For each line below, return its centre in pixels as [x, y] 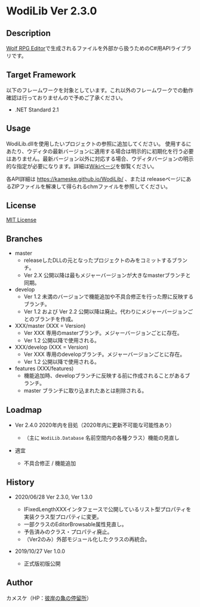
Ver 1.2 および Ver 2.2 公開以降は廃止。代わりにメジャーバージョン [106, 312]
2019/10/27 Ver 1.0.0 [40, 551]
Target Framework [41, 75]
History [20, 483]
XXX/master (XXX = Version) [50, 326]
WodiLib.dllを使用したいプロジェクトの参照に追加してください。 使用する [96, 144]
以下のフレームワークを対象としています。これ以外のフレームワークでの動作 [100, 90]
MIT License [21, 220]
